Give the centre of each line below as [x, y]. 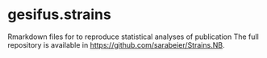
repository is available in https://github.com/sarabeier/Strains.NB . [116, 44]
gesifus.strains [60, 15]
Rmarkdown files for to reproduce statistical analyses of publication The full [133, 37]
